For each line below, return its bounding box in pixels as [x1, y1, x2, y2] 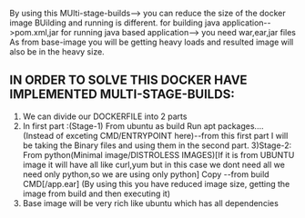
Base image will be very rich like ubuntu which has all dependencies [22, 197, 280, 208]
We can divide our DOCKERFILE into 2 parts [22, 111, 188, 122]
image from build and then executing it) [22, 188, 171, 199]
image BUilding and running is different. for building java [9, 17, 220, 28]
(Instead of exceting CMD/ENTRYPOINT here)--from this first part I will [22, 130, 289, 141]
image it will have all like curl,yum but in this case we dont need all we [22, 159, 285, 170]
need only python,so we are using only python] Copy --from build [22, 168, 270, 180]
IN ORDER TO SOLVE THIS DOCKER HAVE [9, 73, 248, 88]
